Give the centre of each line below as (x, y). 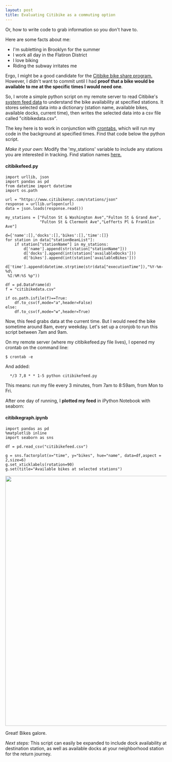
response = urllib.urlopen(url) (40, 204)
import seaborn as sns (29, 437)
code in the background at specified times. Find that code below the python (85, 133)
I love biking (25, 60)
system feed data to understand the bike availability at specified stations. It (84, 102)
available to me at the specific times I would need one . (64, 86)
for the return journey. (29, 754)
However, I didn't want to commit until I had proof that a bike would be (80, 81)
